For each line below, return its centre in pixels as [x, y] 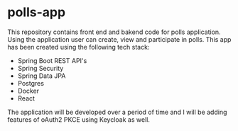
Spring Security [40, 68]
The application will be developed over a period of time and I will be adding [117, 112]
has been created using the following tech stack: [79, 47]
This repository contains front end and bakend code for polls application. [114, 32]
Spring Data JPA [42, 76]
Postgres [31, 83]
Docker [28, 91]
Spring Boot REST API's [52, 60]
